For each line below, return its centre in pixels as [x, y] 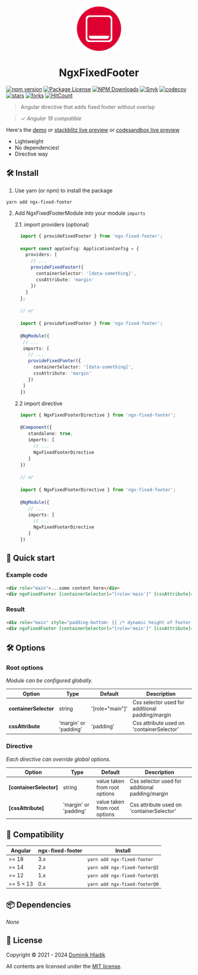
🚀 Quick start [30, 558]
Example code [27, 575]
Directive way [31, 154]
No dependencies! [37, 147]
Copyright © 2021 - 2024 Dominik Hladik [56, 955]
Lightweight [29, 141]
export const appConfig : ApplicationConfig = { [80, 248]
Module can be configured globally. [49, 680]
